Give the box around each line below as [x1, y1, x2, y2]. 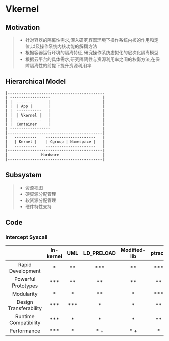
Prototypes [12, 282, 38, 289]
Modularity [12, 291, 38, 298]
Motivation [5, 23, 40, 32]
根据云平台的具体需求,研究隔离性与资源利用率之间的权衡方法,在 [25, 56, 156, 62]
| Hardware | [5, 152, 105, 157]
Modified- [120, 247, 146, 254]
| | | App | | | [5, 104, 105, 109]
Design [16, 299, 34, 306]
